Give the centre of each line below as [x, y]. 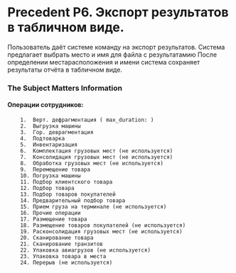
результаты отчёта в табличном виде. [65, 69]
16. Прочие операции [50, 213]
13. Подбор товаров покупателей [68, 195]
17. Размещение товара [54, 219]
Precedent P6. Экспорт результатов [118, 12]
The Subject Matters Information [65, 88]
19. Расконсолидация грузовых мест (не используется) [101, 232]
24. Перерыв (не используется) [66, 263]
